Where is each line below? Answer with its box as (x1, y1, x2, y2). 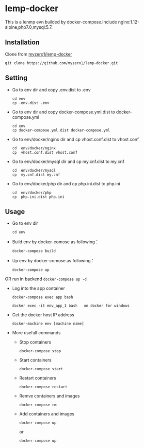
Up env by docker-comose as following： (12, 258, 96, 264)
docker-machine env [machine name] (12, 322, 84, 326)
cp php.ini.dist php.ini (12, 194, 64, 199)
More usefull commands (12, 330, 61, 336)
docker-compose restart (19, 385, 68, 390)
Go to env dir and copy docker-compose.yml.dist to (12, 109, 115, 115)
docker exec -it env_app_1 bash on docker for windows (12, 304, 130, 308)
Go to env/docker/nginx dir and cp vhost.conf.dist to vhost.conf (12, 136, 139, 142)
